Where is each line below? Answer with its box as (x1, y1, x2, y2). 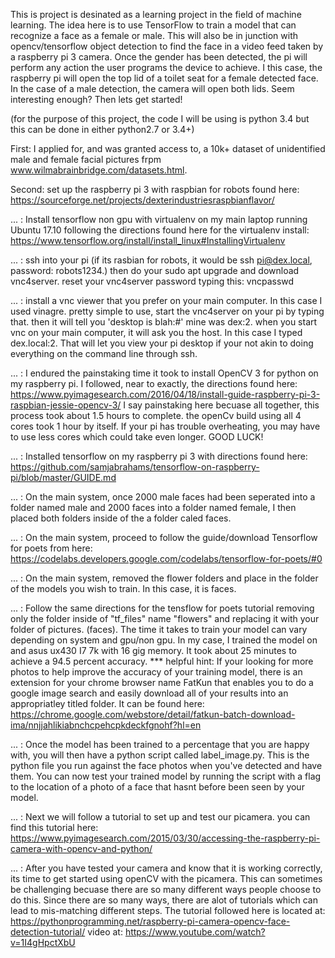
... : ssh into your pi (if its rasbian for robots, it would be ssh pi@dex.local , (10, 254, 313, 266)
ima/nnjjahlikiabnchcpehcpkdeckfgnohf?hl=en (10, 719, 202, 731)
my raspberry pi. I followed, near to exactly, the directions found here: (10, 378, 298, 389)
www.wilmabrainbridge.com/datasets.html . (10, 164, 188, 176)
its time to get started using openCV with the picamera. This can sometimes (10, 873, 323, 884)
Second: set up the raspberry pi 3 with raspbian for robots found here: (10, 184, 300, 195)
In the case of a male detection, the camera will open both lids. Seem (10, 83, 295, 94)
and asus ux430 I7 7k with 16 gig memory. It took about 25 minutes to (10, 645, 298, 656)
